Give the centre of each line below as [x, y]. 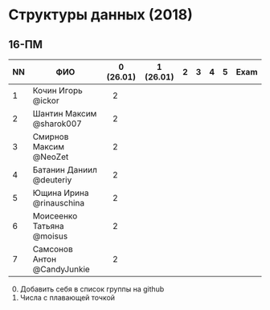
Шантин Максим [65, 114]
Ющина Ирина [61, 193]
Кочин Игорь [57, 90]
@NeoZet [51, 157]
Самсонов [53, 249]
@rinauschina [59, 203]
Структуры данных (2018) [100, 15]
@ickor [46, 100]
